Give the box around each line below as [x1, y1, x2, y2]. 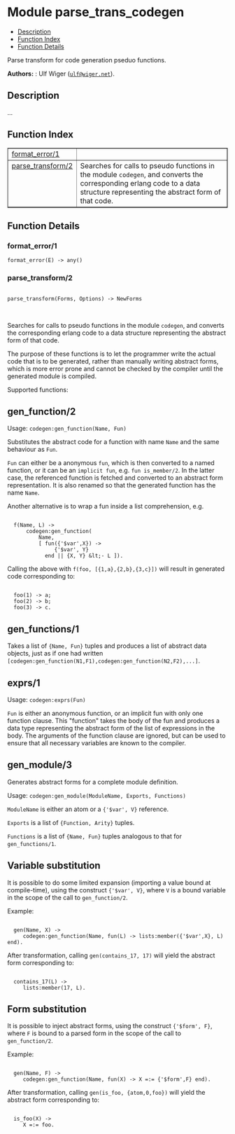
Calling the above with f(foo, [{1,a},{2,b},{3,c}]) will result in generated [7, 565, 225, 573]
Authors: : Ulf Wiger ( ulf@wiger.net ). [7, 69, 115, 78]
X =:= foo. [22, 1121, 55, 1128]
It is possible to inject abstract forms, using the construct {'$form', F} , [7, 1022, 213, 1030]
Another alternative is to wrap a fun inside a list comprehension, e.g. [7, 502, 204, 511]
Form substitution [7, 1003, 87, 1015]
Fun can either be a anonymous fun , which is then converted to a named [7, 459, 215, 467]
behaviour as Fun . [7, 445, 58, 454]
